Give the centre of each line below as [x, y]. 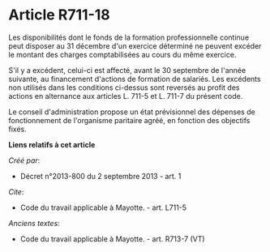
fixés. [17, 129]
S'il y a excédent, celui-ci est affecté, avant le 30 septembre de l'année [127, 70]
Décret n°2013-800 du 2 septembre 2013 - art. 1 [101, 176]
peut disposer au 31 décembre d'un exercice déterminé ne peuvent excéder [135, 45]
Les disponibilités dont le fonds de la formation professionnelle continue [129, 37]
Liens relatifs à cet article [52, 144]
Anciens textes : [34, 223]
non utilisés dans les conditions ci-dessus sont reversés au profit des [124, 88]
